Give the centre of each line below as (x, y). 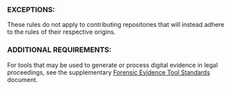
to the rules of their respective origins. (61, 32)
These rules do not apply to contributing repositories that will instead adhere (116, 25)
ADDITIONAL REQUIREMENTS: (59, 50)
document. (22, 79)
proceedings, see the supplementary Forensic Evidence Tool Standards (109, 72)
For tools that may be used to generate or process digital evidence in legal (113, 65)
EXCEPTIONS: (31, 10)
